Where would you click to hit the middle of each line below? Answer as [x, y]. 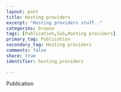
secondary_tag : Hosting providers [49, 45]
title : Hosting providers [38, 17]
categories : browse [30, 28]
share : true [21, 56]
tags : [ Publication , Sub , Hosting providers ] [61, 34]
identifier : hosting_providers [45, 61]
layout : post [22, 12]
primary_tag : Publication [38, 39]
